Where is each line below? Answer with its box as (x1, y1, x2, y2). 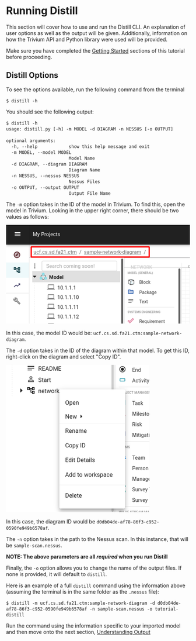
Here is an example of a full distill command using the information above (6, 582, 185, 589)
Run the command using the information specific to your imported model (6, 622, 181, 629)
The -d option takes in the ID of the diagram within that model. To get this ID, (6, 347, 190, 354)
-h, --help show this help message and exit (11, 143, 150, 150)
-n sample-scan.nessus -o (89, 606, 153, 612)
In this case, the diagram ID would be (6, 518, 96, 525)
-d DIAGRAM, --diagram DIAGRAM (11, 161, 87, 167)
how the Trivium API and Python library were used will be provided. (6, 36, 168, 43)
